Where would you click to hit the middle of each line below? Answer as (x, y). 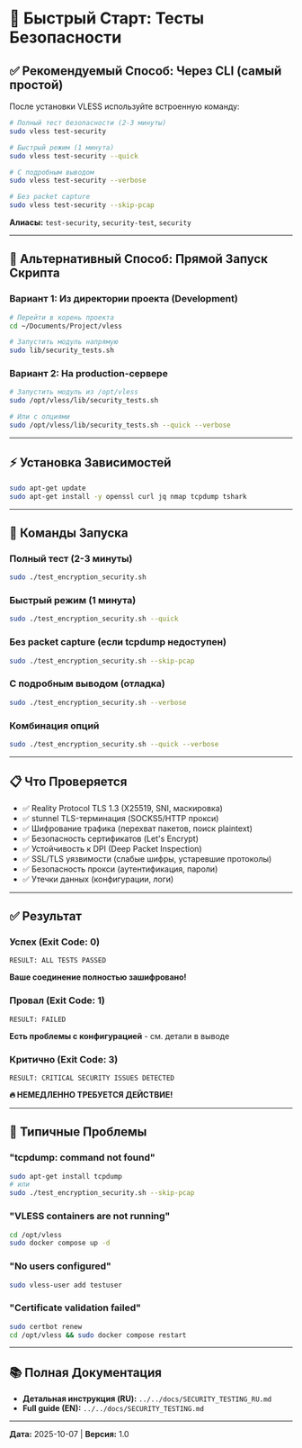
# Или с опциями (40, 417)
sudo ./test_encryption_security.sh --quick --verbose (114, 744)
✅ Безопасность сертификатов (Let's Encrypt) (111, 838)
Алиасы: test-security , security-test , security (100, 222)
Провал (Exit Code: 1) (57, 1000)
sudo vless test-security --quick (74, 156)
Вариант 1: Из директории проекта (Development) (124, 299)
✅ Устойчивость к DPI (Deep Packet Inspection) (112, 848)
